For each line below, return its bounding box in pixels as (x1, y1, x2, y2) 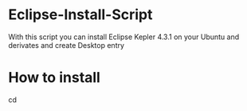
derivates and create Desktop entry (8, 40, 125, 50)
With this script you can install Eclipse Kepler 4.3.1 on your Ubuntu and (8, 32, 240, 42)
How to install (8, 69, 101, 87)
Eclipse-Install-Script (8, 6, 153, 24)
